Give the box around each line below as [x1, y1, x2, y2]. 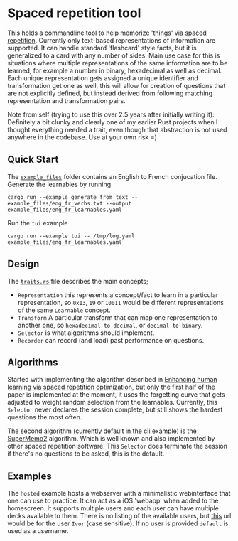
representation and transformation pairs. [7, 96, 126, 105]
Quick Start [7, 154, 59, 166]
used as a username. [7, 527, 69, 535]
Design [7, 258, 40, 270]
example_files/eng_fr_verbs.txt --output [7, 200, 132, 207]
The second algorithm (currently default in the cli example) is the [7, 427, 197, 435]
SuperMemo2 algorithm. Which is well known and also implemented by [7, 434, 215, 443]
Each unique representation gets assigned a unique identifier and [7, 73, 199, 82]
